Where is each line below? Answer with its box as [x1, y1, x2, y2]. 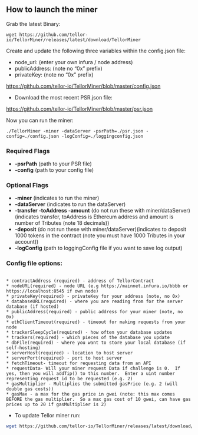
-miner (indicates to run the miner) [14, 194, 100, 202]
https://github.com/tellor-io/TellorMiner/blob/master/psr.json [6, 105, 153, 112]
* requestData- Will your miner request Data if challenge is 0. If [6, 365, 181, 371]
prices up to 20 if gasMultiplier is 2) [6, 401, 107, 407]
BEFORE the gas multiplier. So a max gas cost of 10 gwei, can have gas [6, 396, 192, 402]
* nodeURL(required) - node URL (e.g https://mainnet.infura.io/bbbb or [6, 283, 189, 289]
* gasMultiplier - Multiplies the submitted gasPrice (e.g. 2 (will [6, 381, 178, 387]
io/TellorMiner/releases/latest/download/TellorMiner [6, 36, 141, 43]
